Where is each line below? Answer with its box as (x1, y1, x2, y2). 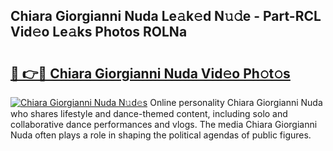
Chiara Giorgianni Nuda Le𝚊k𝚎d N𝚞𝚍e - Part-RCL (10, 8, 322, 25)
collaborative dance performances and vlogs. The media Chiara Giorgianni (10, 119, 318, 130)
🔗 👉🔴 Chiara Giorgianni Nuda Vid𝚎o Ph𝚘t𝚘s (10, 65, 291, 82)
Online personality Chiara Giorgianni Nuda (149, 97, 323, 108)
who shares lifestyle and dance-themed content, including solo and (10, 108, 288, 119)
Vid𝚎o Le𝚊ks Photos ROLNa (10, 24, 188, 41)
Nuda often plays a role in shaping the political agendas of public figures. (10, 129, 312, 141)
